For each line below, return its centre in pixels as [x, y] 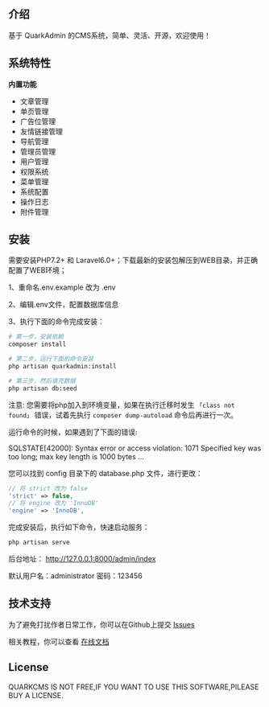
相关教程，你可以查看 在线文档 [59, 641]
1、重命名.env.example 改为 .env [62, 287]
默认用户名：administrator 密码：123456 [75, 576]
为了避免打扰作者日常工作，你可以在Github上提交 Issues [101, 624]
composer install [37, 344]
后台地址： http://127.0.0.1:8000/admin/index [82, 559]
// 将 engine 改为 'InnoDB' [54, 504]
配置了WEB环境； [37, 270]
